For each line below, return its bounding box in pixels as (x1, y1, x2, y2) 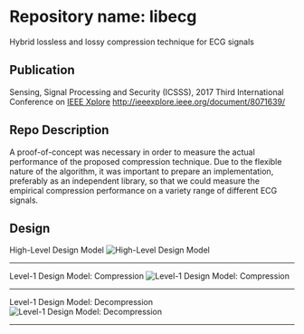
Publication (9, 62, 75, 78)
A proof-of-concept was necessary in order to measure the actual (9, 147, 255, 157)
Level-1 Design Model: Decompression (9, 297, 154, 308)
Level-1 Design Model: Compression (9, 271, 145, 282)
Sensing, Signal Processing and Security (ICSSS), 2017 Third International (9, 86, 284, 97)
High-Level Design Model (9, 244, 104, 255)
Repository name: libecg (9, 6, 197, 27)
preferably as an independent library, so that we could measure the (9, 175, 261, 186)
